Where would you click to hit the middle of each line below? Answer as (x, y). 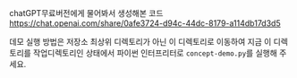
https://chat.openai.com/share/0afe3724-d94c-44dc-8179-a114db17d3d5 (145, 23)
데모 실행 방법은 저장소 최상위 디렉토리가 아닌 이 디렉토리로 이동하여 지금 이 (140, 42)
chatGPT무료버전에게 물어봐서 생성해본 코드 (86, 13)
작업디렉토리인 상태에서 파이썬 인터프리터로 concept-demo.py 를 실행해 (155, 53)
